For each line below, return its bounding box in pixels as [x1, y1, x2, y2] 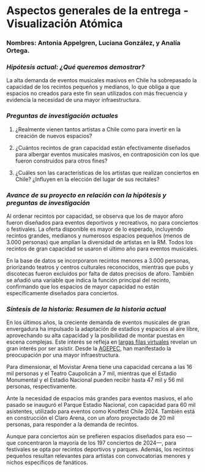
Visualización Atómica [6, 17, 124, 31]
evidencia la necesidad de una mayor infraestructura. [6, 96, 141, 104]
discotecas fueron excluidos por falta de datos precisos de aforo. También [6, 270, 194, 277]
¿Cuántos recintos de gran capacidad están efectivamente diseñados [15, 144, 191, 151]
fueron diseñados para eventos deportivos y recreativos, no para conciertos [6, 219, 199, 226]
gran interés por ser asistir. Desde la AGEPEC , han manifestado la [6, 345, 171, 352]
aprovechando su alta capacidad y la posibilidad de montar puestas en [6, 332, 185, 339]
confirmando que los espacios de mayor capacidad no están [6, 283, 159, 290]
